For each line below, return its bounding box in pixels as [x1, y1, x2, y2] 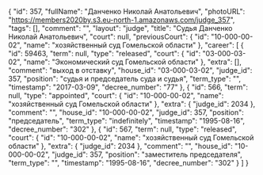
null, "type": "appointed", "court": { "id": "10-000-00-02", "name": [8, 91, 224, 100]
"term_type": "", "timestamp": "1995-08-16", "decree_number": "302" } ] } [8, 158, 250, 167]
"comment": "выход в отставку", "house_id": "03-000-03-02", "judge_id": [8, 66, 253, 74]
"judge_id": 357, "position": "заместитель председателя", [51, 150, 243, 159]
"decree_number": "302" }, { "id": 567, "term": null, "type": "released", [8, 124, 238, 134]
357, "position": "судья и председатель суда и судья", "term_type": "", [8, 74, 242, 83]
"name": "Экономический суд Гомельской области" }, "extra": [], [23, 57, 242, 67]
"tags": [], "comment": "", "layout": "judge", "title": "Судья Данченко [8, 24, 233, 32]
